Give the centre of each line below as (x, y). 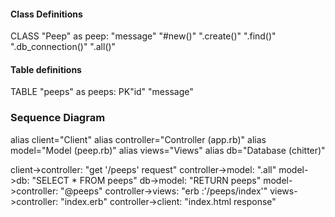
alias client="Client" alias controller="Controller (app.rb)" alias (138, 139)
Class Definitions (46, 14)
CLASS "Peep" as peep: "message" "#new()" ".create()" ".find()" (143, 36)
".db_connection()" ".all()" (63, 47)
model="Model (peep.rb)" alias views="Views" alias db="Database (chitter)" (168, 150)
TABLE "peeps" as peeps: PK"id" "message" (102, 92)
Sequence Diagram (58, 118)
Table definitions (46, 69)
